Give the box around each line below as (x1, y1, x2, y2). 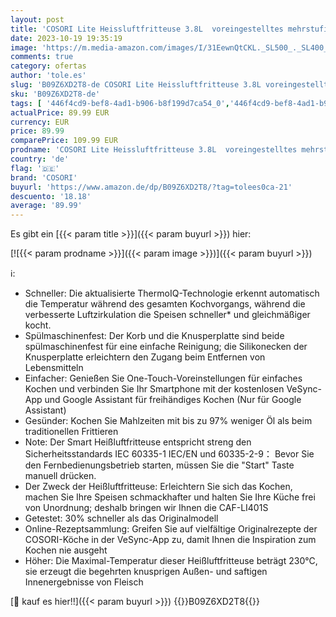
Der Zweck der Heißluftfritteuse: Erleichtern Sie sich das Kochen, (24, 481, 293, 493)
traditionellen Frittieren (24, 426, 119, 438)
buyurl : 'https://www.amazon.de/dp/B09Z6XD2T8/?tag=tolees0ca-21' (10, 182, 293, 192)
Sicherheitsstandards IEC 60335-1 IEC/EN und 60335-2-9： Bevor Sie (24, 448, 315, 460)
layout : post (10, 14, 65, 25)
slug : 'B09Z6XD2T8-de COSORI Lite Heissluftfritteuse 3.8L (10, 80, 262, 90)
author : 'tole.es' (10, 71, 87, 81)
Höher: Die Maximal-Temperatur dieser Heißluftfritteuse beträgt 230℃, (24, 555, 318, 567)
